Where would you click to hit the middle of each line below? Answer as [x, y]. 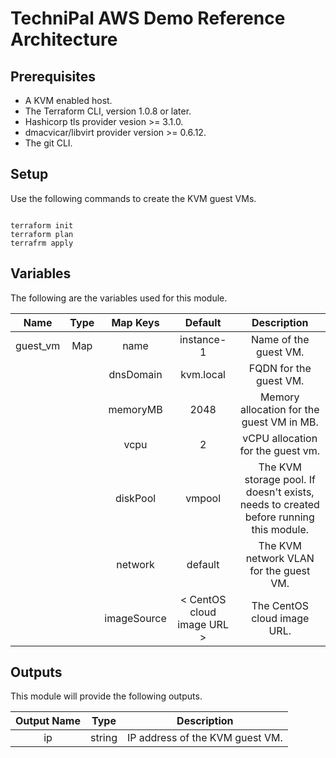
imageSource [135, 618]
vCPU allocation [280, 438]
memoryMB [135, 409]
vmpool [203, 498]
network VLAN [280, 558]
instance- [203, 339]
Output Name [48, 721]
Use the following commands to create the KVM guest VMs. [133, 198]
